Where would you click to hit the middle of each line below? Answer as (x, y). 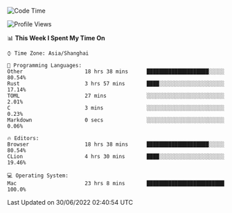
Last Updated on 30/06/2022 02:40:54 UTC (70, 202)
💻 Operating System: (38, 176)
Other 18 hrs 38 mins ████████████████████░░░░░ (116, 71)
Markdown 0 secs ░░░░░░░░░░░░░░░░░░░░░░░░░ (116, 120)
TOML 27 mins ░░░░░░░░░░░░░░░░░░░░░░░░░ (116, 96)
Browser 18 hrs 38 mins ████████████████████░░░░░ (116, 144)
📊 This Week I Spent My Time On (56, 38)
